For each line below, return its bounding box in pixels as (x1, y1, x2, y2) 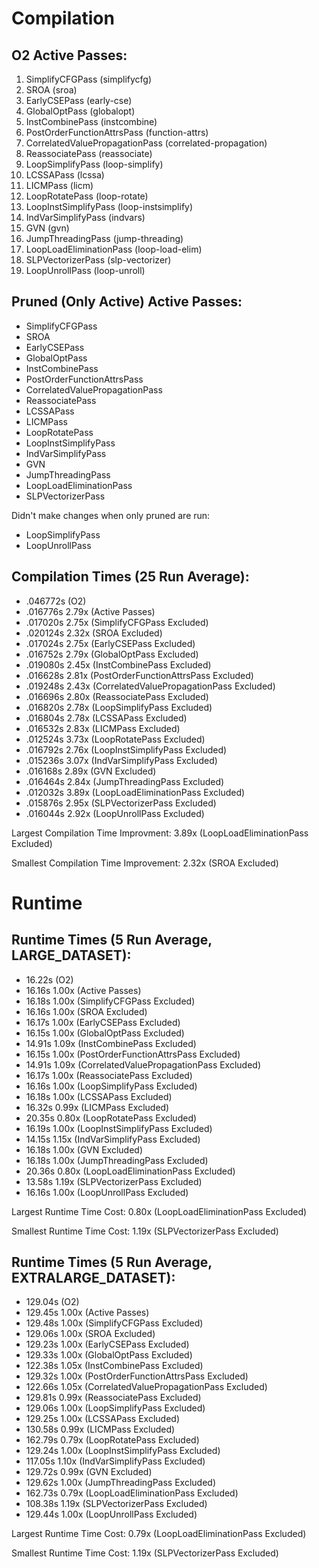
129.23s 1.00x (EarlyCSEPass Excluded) (25, 1338, 190, 1351)
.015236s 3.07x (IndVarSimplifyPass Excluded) (25, 754, 218, 766)
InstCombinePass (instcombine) (25, 116, 158, 127)
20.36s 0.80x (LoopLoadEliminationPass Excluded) (25, 1165, 236, 1177)
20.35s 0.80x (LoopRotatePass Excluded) (25, 1112, 198, 1124)
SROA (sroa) (25, 84, 78, 96)
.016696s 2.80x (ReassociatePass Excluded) (25, 690, 209, 702)
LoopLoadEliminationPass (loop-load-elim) (25, 243, 203, 255)
